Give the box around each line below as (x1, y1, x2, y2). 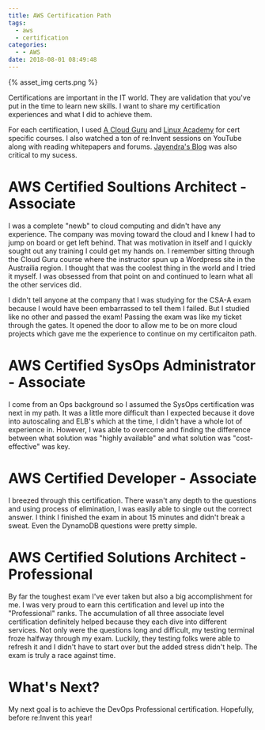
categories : (8, 41, 47, 49)
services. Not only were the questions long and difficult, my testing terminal (8, 625, 255, 634)
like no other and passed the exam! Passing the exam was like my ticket (8, 312, 242, 321)
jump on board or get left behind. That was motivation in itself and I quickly (8, 238, 252, 247)
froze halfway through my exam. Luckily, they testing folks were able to (8, 633, 240, 643)
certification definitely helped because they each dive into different (8, 617, 227, 626)
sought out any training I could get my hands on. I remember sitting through (8, 246, 255, 256)
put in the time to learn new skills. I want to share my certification (8, 101, 221, 111)
